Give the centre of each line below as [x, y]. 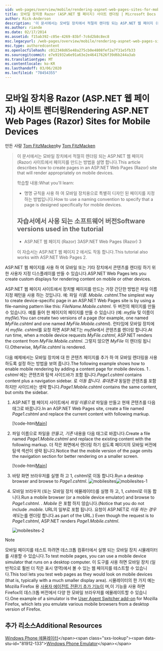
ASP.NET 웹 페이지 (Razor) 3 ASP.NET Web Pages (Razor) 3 [83, 241]
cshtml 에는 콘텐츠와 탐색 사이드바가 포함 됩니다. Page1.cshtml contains [73, 375]
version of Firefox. [23, 609]
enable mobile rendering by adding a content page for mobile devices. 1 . [78, 369]
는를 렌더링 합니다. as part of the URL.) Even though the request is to [87, 515]
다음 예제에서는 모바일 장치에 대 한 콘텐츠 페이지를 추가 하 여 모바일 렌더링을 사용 [81, 357]
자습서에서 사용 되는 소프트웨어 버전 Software [81, 221]
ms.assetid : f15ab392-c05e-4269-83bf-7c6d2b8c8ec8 [57, 37]
